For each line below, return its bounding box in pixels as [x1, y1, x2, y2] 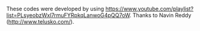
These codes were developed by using [6, 5, 105, 12]
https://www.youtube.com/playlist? [105, 5, 194, 12]
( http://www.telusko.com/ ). [6, 18, 75, 25]
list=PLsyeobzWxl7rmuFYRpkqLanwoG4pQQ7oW [6, 12, 130, 19]
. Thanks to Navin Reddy [129, 12, 191, 19]
